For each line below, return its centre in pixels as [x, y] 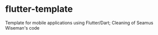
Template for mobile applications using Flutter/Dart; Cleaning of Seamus [79, 23]
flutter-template [39, 9]
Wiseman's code [22, 28]
